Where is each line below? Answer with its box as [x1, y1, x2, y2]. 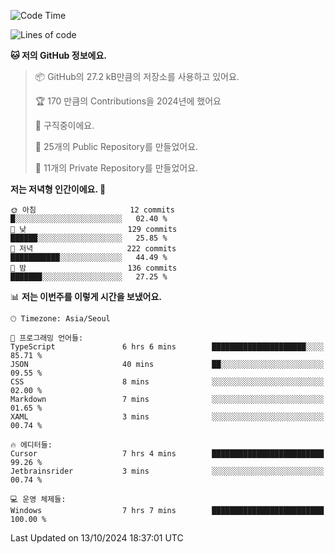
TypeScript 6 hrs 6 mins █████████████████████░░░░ [10, 342, 325, 352]
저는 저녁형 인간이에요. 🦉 [10, 183, 107, 195]
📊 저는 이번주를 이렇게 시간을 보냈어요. [10, 291, 163, 302]
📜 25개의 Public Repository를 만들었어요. [34, 141, 199, 152]
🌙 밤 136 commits [10, 263, 178, 273]
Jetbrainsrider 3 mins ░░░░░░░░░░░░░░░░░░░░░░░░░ [10, 466, 325, 476]
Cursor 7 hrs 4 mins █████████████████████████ [10, 449, 325, 459]
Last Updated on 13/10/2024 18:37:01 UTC [10, 532, 184, 544]
